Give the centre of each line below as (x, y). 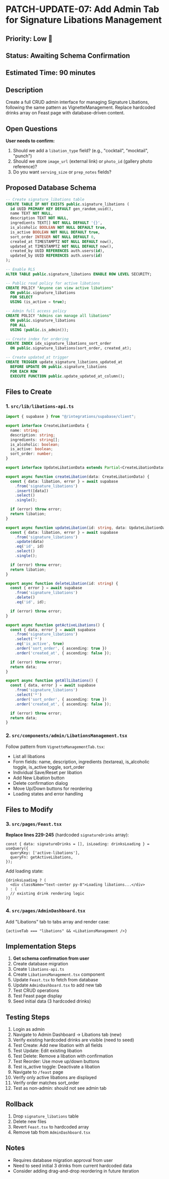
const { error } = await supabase (46, 588)
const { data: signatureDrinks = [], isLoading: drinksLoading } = (78, 844)
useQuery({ (17, 849)
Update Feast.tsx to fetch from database (55, 980)
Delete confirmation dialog (40, 783)
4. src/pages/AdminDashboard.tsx (46, 911)
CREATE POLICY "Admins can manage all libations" (59, 316)
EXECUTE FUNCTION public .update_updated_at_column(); (67, 376)
